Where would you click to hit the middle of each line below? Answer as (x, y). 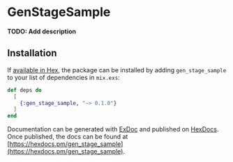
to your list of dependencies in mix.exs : (63, 77)
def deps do (24, 90)
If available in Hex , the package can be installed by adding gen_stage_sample (117, 70)
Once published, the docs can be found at (68, 137)
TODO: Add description (42, 31)
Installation (32, 53)
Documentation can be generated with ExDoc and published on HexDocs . (113, 129)
